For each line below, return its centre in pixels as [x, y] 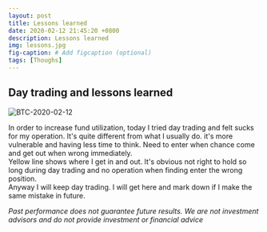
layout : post [30, 16]
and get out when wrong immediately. [71, 153]
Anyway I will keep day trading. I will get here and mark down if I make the [130, 187]
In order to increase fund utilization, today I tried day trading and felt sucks [131, 127]
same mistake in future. [47, 195]
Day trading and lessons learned [91, 93]
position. [23, 178]
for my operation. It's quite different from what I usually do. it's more [121, 136]
